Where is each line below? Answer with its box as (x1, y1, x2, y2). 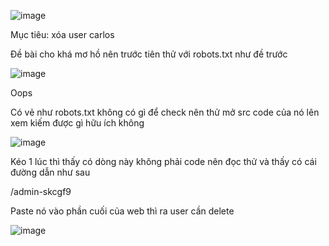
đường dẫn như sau (10, 166, 91, 178)
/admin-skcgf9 (10, 186, 72, 197)
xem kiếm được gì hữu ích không (10, 117, 145, 129)
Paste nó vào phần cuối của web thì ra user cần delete (10, 205, 235, 217)
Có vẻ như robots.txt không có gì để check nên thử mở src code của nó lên (10, 106, 320, 118)
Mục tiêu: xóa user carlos (10, 29, 115, 40)
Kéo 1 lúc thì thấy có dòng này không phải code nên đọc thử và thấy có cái (10, 156, 317, 167)
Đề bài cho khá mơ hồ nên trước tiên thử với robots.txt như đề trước (10, 48, 288, 60)
